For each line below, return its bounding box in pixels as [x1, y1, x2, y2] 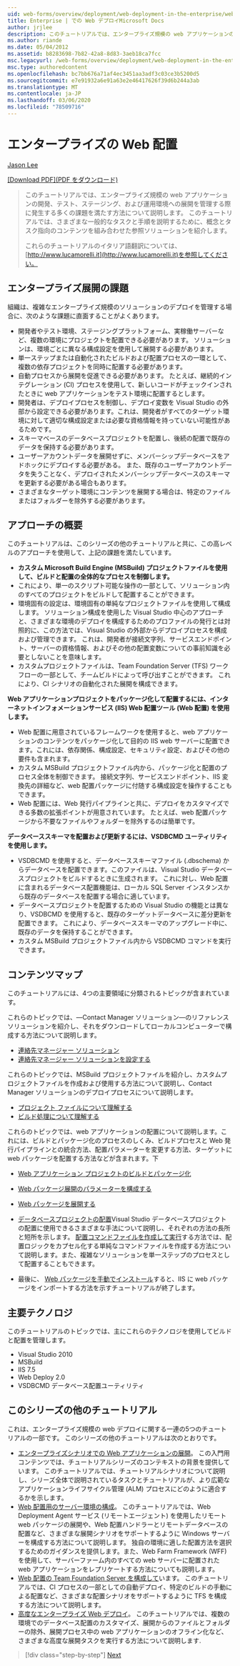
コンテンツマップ [7, 969, 83, 981]
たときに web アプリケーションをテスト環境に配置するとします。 [17, 389, 209, 397]
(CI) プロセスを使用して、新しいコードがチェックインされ [63, 380, 232, 389]
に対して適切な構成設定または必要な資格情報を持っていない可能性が [24, 416, 224, 424]
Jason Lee [7, 160, 39, 169]
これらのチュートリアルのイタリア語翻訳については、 [24, 241, 181, 250]
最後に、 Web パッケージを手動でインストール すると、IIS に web [17, 1275, 209, 1283]
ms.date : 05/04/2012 [7, 44, 69, 51]
